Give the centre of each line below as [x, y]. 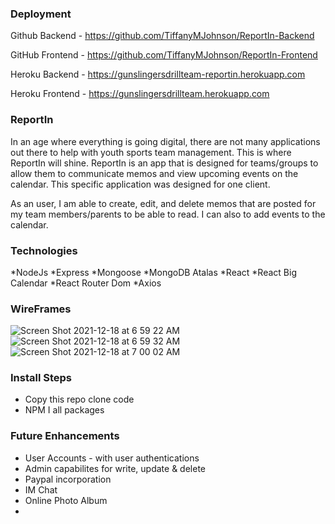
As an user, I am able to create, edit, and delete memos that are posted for [163, 203]
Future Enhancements [65, 436]
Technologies [44, 250]
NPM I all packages [64, 410]
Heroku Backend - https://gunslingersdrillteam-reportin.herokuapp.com [158, 74]
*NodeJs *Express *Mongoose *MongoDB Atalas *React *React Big [153, 272]
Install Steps [41, 378]
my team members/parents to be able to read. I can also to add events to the [168, 214]
